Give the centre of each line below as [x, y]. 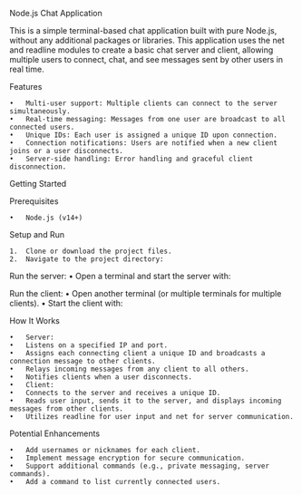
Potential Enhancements [55, 433]
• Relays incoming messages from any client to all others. [129, 369]
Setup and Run [37, 234]
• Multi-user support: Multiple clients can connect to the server [144, 103]
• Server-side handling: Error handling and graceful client [132, 159]
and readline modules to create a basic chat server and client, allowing [141, 50]
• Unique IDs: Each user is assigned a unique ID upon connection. [144, 135]
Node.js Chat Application [56, 13]
